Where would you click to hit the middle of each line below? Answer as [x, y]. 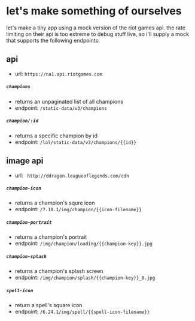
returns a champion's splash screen [59, 271]
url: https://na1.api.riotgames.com [59, 74]
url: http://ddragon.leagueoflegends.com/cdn [72, 175]
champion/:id [22, 121]
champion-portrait [29, 223]
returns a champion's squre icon [55, 203]
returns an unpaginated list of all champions [69, 101]
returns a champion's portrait [51, 237]
